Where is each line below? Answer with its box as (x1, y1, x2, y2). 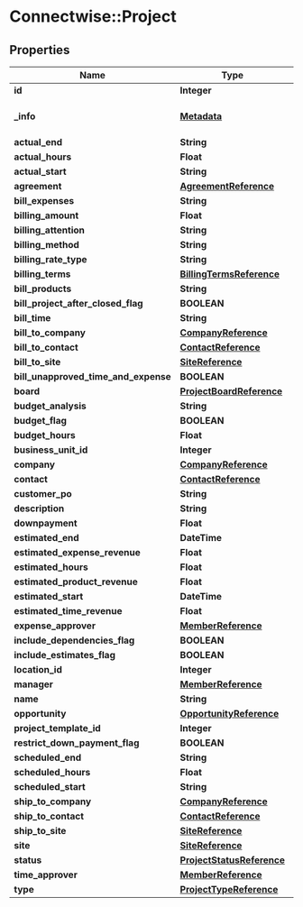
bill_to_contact (14, 341, 78, 353)
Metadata (179, 110, 223, 123)
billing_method (14, 239, 79, 251)
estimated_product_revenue (14, 575, 138, 588)
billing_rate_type (14, 253, 87, 265)
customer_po (14, 488, 72, 499)
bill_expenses (14, 195, 75, 206)
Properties (9, 42, 70, 58)
